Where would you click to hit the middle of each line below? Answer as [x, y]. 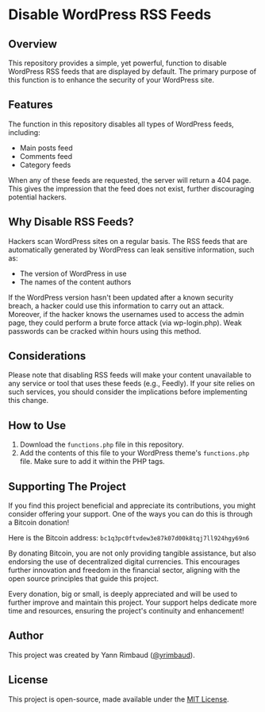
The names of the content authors [75, 282]
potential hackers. [38, 197]
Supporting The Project [67, 486]
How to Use [37, 426]
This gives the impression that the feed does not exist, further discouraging [131, 188]
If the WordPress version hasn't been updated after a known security [121, 297]
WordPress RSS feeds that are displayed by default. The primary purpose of [132, 72]
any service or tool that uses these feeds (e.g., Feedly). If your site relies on [132, 384]
